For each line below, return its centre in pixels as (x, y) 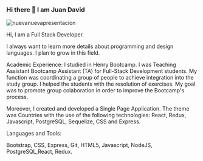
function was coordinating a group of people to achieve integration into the (100, 78)
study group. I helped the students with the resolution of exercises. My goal (101, 84)
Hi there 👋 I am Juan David (46, 10)
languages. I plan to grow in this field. (53, 53)
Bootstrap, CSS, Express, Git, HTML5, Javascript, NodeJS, (80, 145)
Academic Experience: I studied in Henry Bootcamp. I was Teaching (91, 65)
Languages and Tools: (34, 134)
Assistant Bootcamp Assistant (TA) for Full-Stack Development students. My (102, 71)
